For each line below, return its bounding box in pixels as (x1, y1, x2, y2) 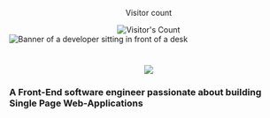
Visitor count (125, 8, 173, 18)
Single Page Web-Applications (9, 97, 143, 109)
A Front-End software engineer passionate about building (9, 86, 262, 99)
